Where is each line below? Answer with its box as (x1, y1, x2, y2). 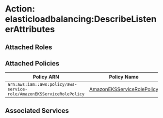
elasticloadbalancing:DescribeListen (5, 13, 157, 25)
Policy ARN (33, 74, 60, 80)
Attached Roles (5, 43, 52, 51)
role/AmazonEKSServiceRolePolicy (7, 92, 85, 97)
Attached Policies (5, 59, 60, 67)
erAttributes (5, 24, 55, 35)
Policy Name (109, 74, 139, 80)
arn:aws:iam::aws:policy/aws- (7, 82, 78, 87)
